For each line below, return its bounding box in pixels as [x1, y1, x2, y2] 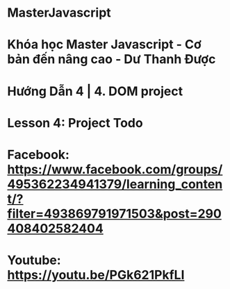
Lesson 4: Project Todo [7, 115, 144, 131]
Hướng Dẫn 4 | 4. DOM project [7, 83, 183, 99]
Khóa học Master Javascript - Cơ [7, 37, 202, 53]
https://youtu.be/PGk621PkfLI [7, 267, 185, 283]
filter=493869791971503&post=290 [7, 206, 222, 222]
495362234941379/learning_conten [7, 176, 223, 192]
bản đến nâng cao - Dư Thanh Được [7, 51, 216, 67]
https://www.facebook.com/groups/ [7, 161, 223, 177]
